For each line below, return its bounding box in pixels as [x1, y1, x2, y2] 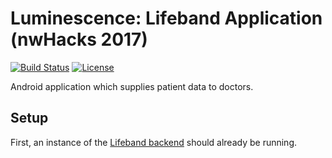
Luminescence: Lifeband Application [10, 7, 323, 30]
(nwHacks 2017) [10, 28, 148, 51]
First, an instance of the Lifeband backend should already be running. [10, 136, 298, 148]
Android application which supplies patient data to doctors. [10, 80, 254, 92]
